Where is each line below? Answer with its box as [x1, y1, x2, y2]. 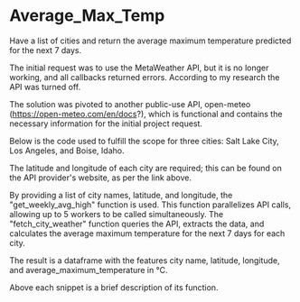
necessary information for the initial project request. [9, 118, 203, 129]
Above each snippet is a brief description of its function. [9, 281, 219, 293]
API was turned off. [9, 81, 81, 92]
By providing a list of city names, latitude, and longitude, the [9, 189, 233, 200]
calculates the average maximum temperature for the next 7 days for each [9, 227, 286, 239]
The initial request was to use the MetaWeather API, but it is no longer [9, 62, 269, 73]
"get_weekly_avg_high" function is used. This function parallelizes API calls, [9, 199, 292, 210]
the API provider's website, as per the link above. [9, 172, 192, 183]
